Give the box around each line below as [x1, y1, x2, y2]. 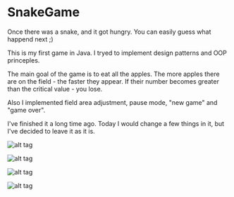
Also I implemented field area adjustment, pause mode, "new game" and [7, 98, 218, 106]
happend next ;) [7, 34, 54, 43]
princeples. [7, 56, 40, 64]
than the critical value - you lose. [7, 84, 103, 93]
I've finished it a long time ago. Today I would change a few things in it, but [7, 119, 224, 127]
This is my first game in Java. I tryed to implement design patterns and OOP [7, 49, 228, 57]
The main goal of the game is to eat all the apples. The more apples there [7, 70, 220, 78]
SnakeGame [7, 4, 80, 20]
